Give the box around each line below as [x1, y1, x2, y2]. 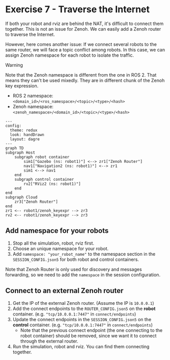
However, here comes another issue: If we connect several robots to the [5, 41, 157, 47]
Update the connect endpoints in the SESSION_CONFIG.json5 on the [12, 316, 152, 322]
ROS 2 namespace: [12, 92, 54, 99]
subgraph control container [14, 177, 74, 182]
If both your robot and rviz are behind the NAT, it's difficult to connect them [5, 20, 164, 27]
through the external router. [20, 338, 78, 344]
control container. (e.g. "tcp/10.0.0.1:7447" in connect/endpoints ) [12, 322, 153, 328]
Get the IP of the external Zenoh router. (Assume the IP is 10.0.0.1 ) [12, 300, 154, 306]
